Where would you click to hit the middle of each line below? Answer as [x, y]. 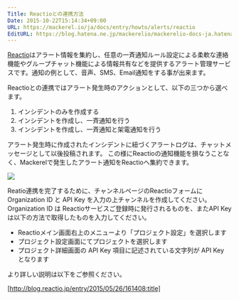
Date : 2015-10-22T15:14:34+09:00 [57, 21]
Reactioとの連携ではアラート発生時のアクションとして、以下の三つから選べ [118, 88]
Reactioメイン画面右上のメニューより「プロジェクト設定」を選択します [122, 232]
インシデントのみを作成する [58, 112]
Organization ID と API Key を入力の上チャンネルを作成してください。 [109, 200]
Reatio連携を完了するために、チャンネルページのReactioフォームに [105, 191]
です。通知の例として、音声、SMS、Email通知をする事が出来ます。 [111, 73]
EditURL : [20, 34]
